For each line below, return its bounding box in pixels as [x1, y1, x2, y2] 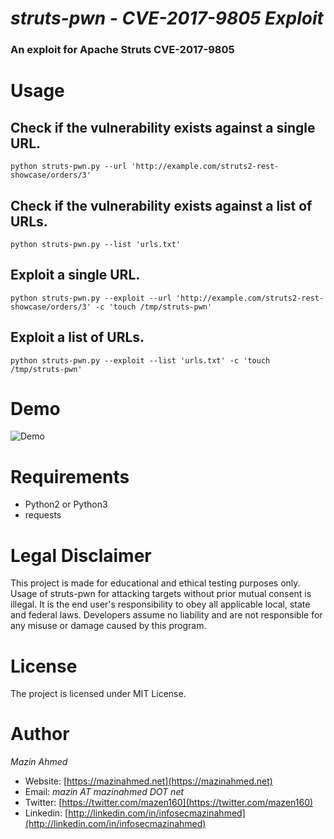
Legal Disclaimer [10, 544, 152, 567]
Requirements [10, 465, 130, 488]
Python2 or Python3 [24, 498, 108, 511]
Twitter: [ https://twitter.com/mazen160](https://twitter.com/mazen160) [24, 797, 314, 809]
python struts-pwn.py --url [10, 162, 128, 172]
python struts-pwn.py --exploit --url [10, 293, 172, 303]
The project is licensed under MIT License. [10, 688, 187, 700]
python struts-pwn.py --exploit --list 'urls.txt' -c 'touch [10, 355, 271, 366]
